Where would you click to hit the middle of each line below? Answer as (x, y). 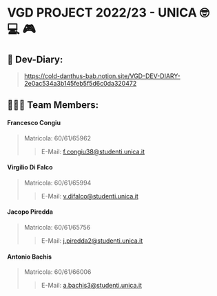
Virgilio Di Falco (30, 167)
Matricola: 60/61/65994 (58, 183)
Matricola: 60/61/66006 (58, 272)
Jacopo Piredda (30, 212)
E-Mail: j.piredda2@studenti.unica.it (92, 241)
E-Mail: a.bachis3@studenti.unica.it (92, 286)
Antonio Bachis (30, 257)
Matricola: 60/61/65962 (58, 138)
